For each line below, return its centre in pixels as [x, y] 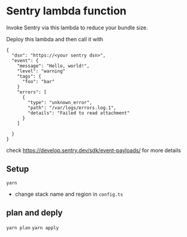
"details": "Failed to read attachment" [79, 113]
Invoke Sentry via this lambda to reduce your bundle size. [77, 28]
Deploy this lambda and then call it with [55, 39]
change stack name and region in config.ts [69, 194]
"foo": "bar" [38, 81]
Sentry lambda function [67, 11]
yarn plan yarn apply [32, 228]
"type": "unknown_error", [60, 102]
